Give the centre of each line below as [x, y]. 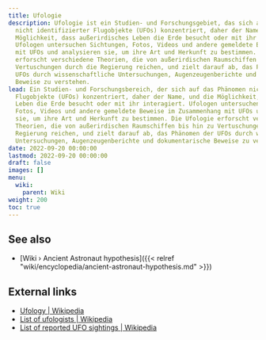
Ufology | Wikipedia [52, 311]
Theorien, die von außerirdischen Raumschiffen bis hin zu [115, 126]
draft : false [30, 163]
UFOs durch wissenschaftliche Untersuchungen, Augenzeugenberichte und [136, 74]
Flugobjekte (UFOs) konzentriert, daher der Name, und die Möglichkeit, [138, 97]
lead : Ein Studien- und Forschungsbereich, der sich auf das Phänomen [127, 89]
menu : [17, 178]
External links [43, 291]
